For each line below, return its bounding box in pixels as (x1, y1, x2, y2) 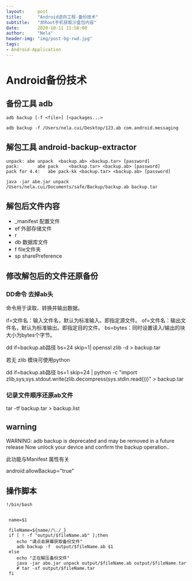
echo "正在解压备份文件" (16, 555, 70, 561)
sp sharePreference (14, 252, 62, 259)
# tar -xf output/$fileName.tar (16, 565, 95, 571)
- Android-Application (6, 47, 61, 53)
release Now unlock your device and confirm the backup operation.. (6, 443, 170, 451)
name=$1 (8, 517, 27, 523)
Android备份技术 (6, 74, 88, 87)
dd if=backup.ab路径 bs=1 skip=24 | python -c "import (6, 369, 137, 376)
